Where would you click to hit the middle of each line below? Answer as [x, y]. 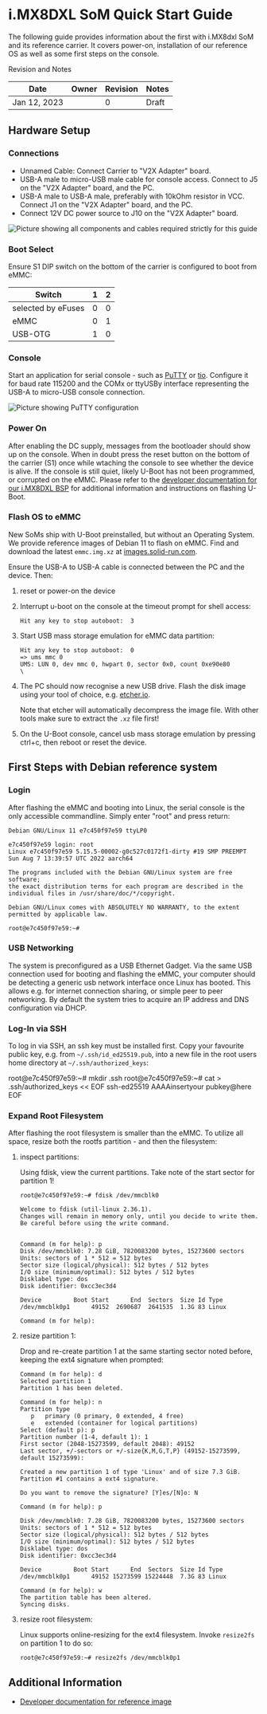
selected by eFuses [48, 308]
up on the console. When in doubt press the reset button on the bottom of [129, 454]
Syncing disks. [45, 1605]
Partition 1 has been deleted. [72, 1389]
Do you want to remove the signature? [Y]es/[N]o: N [109, 1493]
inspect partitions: [49, 1157]
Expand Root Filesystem [56, 1116]
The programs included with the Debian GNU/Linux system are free [120, 872]
